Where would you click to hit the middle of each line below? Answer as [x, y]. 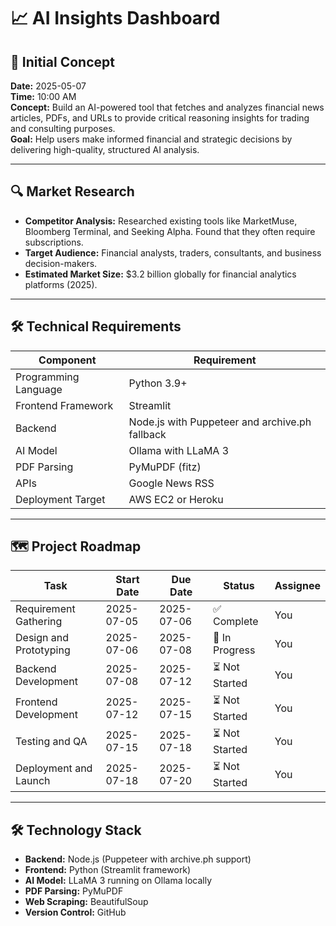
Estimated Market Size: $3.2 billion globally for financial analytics [160, 274]
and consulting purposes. [63, 128]
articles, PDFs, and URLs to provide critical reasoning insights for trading [160, 118]
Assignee [297, 586]
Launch [33, 780]
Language [39, 389]
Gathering [39, 622]
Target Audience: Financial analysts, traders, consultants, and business [173, 252]
